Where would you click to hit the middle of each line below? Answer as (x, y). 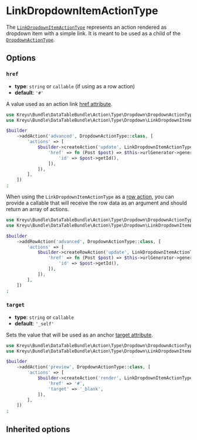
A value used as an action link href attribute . (59, 104)
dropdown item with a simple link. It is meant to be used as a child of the (93, 33)
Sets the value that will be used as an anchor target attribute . (80, 335)
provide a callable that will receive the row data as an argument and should (97, 203)
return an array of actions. (38, 209)
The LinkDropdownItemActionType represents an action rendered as (86, 27)
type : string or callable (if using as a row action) (75, 86)
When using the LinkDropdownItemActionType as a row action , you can (90, 196)
